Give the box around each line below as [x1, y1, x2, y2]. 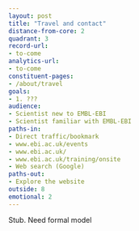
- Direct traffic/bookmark [8, 132, 99, 140]
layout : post [8, 11, 53, 20]
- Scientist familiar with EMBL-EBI [8, 118, 132, 126]
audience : [8, 102, 42, 110]
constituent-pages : [8, 72, 74, 80]
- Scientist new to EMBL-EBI [8, 110, 107, 118]
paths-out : [8, 170, 45, 178]
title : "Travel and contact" [8, 19, 107, 28]
